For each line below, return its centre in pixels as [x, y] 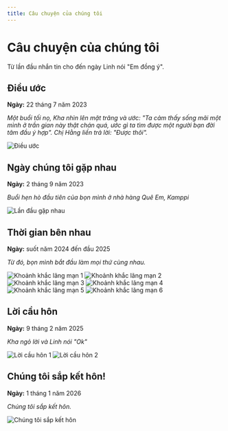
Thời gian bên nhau [49, 232]
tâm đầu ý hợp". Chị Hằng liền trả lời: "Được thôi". [77, 133]
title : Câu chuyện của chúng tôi [55, 13]
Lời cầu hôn [33, 312]
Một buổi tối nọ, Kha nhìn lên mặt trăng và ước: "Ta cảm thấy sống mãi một [114, 118]
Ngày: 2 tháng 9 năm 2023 [45, 184]
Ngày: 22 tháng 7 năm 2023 [47, 104]
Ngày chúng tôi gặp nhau [62, 167]
